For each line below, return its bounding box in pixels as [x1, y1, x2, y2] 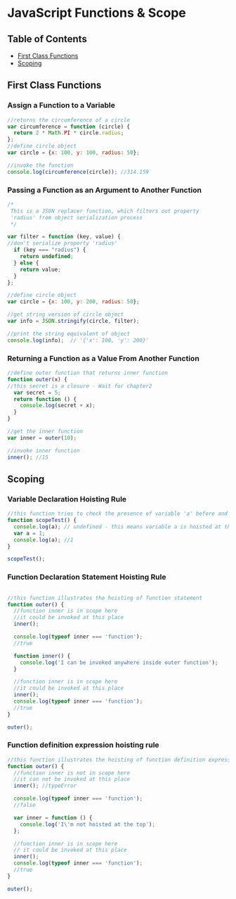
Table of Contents [7, 33, 88, 45]
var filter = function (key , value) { [7, 234, 121, 241]
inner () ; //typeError [13, 782, 77, 789]
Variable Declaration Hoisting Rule [7, 494, 127, 504]
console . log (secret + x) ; [20, 402, 96, 409]
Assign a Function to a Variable [7, 101, 116, 110]
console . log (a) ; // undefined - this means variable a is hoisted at [13, 523, 221, 530]
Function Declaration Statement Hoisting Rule [7, 572, 166, 582]
